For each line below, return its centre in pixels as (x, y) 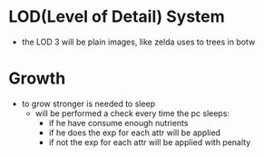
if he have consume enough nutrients (118, 123)
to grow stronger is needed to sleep (88, 103)
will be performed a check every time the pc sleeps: (132, 113)
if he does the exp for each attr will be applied (135, 132)
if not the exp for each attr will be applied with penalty (150, 142)
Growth (37, 78)
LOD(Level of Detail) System (117, 17)
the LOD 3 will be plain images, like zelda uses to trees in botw (138, 42)
